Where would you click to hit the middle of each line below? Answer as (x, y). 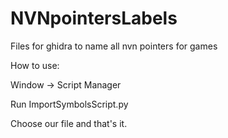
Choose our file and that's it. (69, 123)
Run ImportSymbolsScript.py (69, 104)
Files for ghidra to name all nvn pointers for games (114, 46)
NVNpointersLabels (94, 18)
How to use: (35, 65)
